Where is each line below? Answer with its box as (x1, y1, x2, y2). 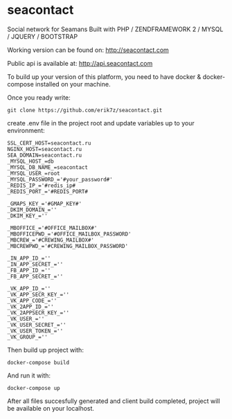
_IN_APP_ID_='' (7, 255, 51, 262)
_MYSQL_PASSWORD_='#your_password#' (7, 176, 113, 183)
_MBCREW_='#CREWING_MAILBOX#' (7, 236, 95, 244)
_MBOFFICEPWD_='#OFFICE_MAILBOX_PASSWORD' (7, 231, 132, 238)
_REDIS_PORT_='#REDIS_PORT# (7, 188, 89, 195)
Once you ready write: (7, 93, 71, 102)
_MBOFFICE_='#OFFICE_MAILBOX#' (7, 224, 98, 231)
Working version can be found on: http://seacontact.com (7, 46, 170, 54)
